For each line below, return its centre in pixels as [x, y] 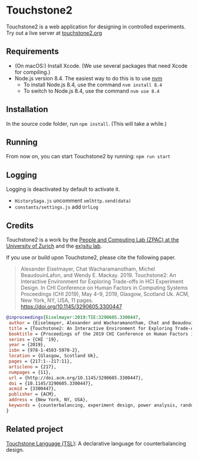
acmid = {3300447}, [33, 389]
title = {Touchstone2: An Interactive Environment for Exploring [90, 328]
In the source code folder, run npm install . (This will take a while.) [86, 123]
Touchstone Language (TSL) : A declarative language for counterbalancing [96, 443]
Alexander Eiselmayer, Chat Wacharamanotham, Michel [88, 269]
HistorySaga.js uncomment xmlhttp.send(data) [73, 201]
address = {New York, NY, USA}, [48, 400]
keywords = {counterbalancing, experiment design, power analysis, [93, 405]
